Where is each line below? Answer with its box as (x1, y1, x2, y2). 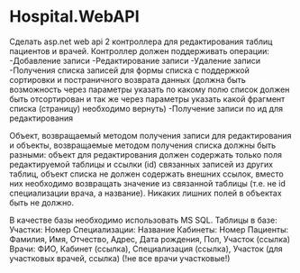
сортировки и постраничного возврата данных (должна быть (9, 74, 246, 85)
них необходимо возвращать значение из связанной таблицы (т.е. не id (9, 177, 286, 188)
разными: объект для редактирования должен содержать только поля (9, 149, 282, 159)
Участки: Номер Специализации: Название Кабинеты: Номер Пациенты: (9, 223, 289, 235)
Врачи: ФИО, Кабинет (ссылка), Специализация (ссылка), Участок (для (9, 243, 283, 254)
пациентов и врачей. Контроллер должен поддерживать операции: (9, 45, 270, 56)
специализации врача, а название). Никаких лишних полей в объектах (9, 187, 282, 198)
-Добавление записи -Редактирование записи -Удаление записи (9, 55, 261, 66)
